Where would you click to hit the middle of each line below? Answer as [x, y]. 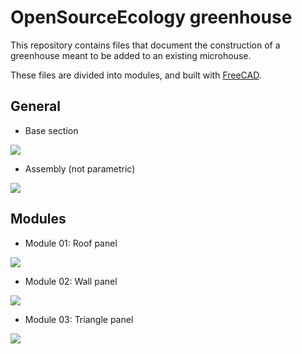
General [36, 106]
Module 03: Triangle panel [79, 319]
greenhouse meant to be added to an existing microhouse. [131, 55]
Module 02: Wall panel [71, 281]
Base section [51, 130]
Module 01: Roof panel [71, 243]
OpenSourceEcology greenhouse [151, 17]
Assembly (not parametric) [80, 168]
